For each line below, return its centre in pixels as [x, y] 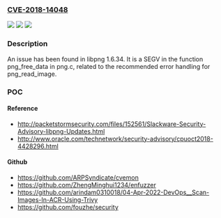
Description [28, 44]
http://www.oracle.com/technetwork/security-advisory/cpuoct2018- [115, 139]
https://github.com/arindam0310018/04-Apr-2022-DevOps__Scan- [113, 192]
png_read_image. [32, 74]
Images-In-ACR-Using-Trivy [58, 199]
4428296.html [38, 146]
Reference [23, 109]
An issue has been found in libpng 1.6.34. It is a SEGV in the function [105, 59]
